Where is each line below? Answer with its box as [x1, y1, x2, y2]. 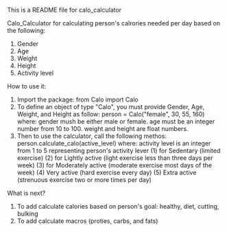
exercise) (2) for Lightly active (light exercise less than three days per [16, 154, 213, 162]
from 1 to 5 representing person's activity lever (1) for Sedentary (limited [16, 147, 221, 154]
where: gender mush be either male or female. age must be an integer [16, 117, 215, 126]
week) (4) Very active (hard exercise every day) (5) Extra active [16, 168, 197, 176]
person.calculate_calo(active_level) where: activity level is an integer [16, 139, 211, 147]
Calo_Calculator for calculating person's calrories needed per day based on [7, 19, 221, 27]
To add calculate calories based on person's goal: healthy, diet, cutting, [16, 202, 219, 210]
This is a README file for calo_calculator [7, 6, 122, 14]
